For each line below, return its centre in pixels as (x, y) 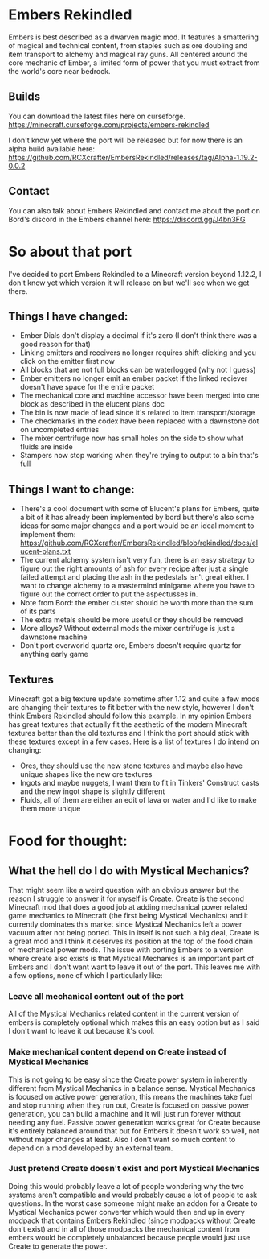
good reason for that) (55, 345)
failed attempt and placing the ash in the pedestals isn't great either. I (134, 577)
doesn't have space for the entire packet (87, 387)
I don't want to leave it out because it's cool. (82, 1031)
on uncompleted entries (59, 430)
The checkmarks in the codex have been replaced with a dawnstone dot (139, 421)
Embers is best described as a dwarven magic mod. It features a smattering (134, 37)
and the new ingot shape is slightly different (92, 791)
